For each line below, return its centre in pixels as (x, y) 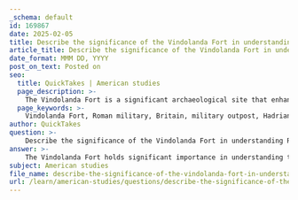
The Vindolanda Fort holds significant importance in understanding (154, 157)
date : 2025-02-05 (41, 34)
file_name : (29, 173)
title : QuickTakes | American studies (89, 83)
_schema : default (41, 17)
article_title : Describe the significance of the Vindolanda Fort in (141, 50)
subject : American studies (59, 165)
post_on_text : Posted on (55, 67)
